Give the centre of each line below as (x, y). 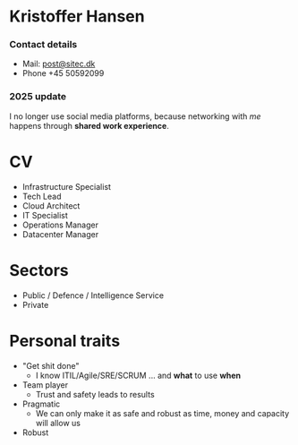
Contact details (43, 45)
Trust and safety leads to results (95, 394)
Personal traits (65, 341)
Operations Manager (60, 225)
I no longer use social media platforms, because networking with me (135, 116)
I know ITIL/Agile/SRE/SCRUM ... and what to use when (138, 375)
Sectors (39, 270)
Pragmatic (41, 404)
